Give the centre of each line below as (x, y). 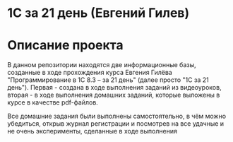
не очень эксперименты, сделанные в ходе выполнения (92, 131)
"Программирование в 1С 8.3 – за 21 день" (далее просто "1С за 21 (108, 80)
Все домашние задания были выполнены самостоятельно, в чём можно (117, 116)
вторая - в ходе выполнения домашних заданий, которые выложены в (114, 95)
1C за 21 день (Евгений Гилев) (98, 13)
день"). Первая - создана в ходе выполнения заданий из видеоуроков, (114, 88)
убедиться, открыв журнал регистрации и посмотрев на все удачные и (116, 124)
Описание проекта (65, 46)
